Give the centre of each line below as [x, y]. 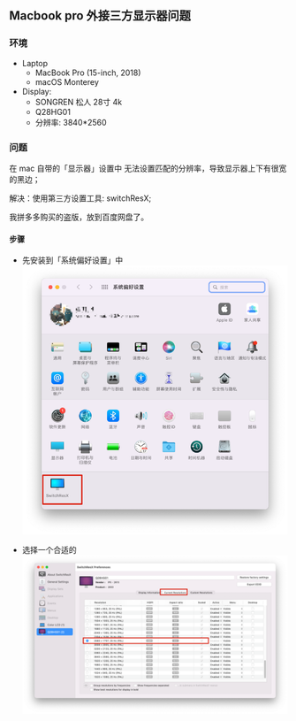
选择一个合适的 [49, 550]
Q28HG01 [53, 111]
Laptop [35, 63]
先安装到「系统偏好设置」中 [72, 260]
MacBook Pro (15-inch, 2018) [88, 73]
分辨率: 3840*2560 [71, 122]
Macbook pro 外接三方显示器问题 [100, 16]
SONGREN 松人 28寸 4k [78, 102]
